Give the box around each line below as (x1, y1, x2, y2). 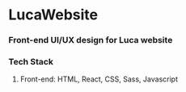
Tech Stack (8, 56, 54, 68)
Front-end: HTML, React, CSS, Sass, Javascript (19, 74, 178, 84)
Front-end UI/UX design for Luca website (8, 35, 173, 46)
